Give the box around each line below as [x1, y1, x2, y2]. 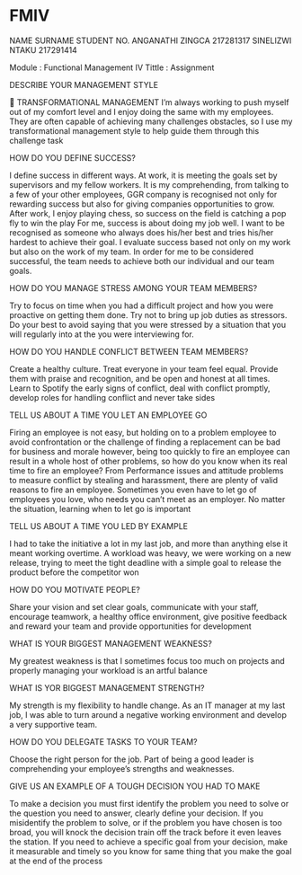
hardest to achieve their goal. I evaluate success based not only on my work [9, 236, 291, 247]
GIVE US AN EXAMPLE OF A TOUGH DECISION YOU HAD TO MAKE [9, 781, 261, 791]
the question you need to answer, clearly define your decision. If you [9, 808, 263, 818]
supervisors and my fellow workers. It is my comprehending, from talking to [9, 179, 289, 190]
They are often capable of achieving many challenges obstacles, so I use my [9, 116, 293, 127]
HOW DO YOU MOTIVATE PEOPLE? [9, 584, 141, 595]
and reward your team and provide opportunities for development [9, 621, 252, 632]
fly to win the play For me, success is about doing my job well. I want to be [9, 217, 285, 228]
